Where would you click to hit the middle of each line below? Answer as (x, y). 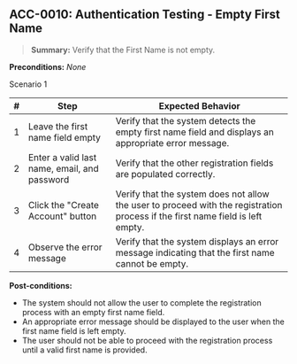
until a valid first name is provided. (84, 350)
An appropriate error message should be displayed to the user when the (153, 321)
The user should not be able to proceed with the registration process (147, 340)
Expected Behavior (199, 105)
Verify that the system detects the (186, 120)
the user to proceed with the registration (199, 205)
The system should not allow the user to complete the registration (142, 302)
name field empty (65, 137)
